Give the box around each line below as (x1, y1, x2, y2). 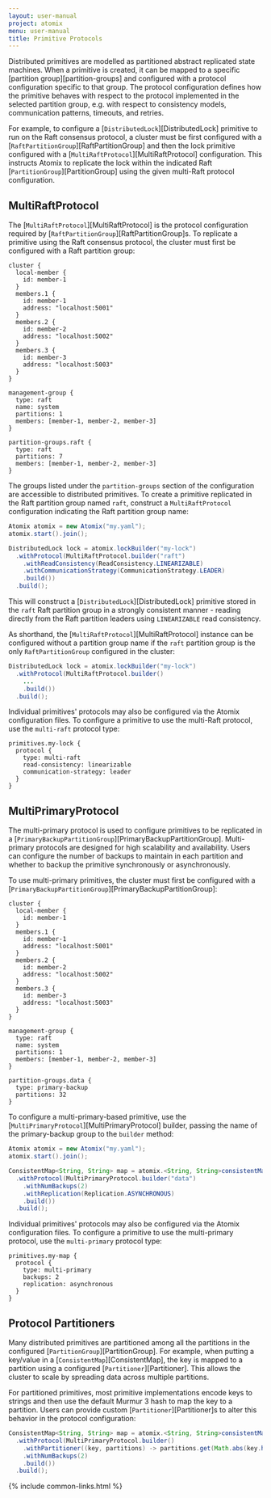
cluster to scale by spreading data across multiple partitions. (8, 1372, 210, 1382)
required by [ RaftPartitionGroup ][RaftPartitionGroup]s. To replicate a (8, 229, 238, 238)
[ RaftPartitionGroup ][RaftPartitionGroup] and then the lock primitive (8, 141, 236, 150)
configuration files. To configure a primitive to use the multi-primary (8, 1228, 234, 1238)
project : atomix (8, 19, 63, 27)
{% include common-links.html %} (8, 1481, 123, 1492)
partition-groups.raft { (8, 438, 92, 447)
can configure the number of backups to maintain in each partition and (8, 851, 244, 861)
